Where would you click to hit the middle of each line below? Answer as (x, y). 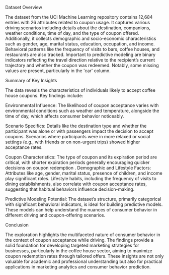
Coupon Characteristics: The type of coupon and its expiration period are (81, 157)
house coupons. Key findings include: (44, 96)
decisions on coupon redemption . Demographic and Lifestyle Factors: (78, 168)
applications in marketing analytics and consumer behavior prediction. (78, 267)
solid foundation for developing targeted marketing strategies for (72, 245)
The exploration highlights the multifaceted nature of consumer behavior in (83, 235)
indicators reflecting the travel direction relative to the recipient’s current (80, 60)
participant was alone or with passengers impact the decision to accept (79, 131)
